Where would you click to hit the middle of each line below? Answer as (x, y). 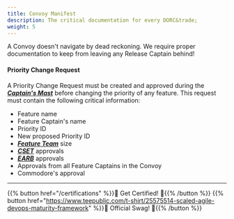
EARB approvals (40, 158)
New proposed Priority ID (54, 136)
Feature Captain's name (52, 121)
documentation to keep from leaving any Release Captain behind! (101, 54)
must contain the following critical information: (74, 100)
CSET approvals (40, 151)
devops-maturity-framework (48, 208)
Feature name (37, 114)
